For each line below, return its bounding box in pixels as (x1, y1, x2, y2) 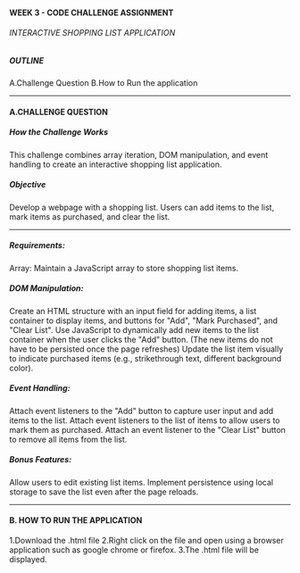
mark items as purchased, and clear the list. (9, 211, 171, 222)
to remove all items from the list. (9, 434, 128, 444)
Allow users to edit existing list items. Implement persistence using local (9, 477, 274, 487)
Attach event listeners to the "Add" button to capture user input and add (9, 405, 274, 416)
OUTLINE (9, 54, 45, 66)
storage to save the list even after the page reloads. (9, 486, 199, 497)
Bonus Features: (9, 454, 72, 465)
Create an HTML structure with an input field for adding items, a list (9, 305, 257, 316)
